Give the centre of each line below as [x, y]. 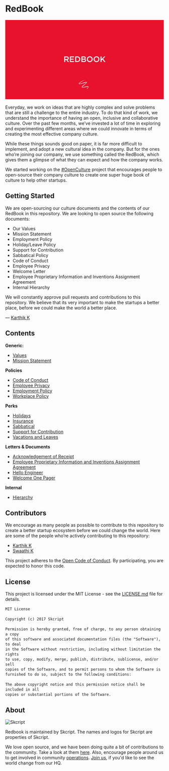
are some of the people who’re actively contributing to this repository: [77, 536]
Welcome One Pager [34, 478]
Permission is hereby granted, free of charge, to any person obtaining [83, 629]
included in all [22, 690]
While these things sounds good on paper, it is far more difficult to [74, 143]
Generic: [15, 346]
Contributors [26, 513]
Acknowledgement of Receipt [43, 456]
